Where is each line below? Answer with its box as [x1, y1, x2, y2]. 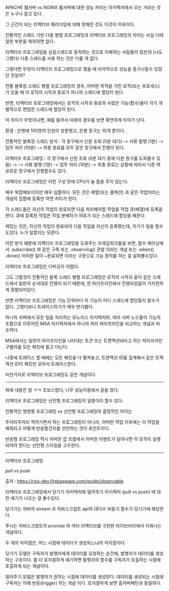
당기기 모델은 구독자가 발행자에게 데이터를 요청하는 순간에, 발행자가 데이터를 [5, 550, 154, 556]
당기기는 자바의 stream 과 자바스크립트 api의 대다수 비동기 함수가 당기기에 [5, 506, 151, 512]
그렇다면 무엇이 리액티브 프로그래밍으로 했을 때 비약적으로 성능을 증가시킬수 [5, 66, 153, 72]
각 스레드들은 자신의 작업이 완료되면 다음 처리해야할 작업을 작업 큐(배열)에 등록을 [5, 206, 163, 212]
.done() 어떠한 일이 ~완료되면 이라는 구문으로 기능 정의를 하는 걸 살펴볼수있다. [5, 253, 158, 259]
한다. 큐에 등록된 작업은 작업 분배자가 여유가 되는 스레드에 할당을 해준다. [5, 213, 146, 218]
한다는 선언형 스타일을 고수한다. [18, 442, 80, 448]
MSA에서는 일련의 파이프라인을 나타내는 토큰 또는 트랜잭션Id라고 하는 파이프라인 [5, 337, 163, 344]
